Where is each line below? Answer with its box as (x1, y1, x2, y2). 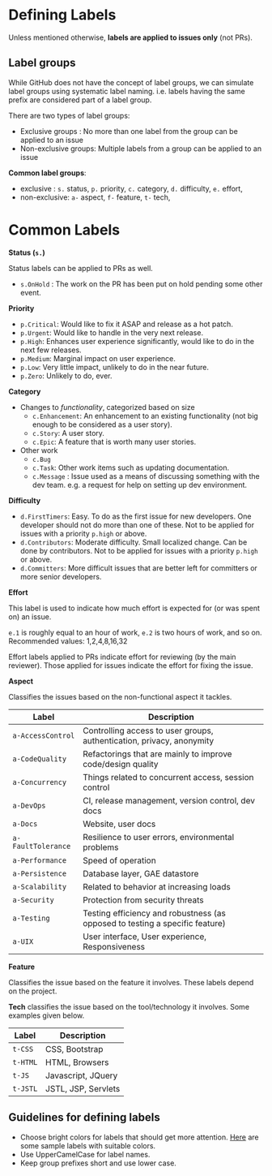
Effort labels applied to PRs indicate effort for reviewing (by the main (8, 652, 236, 661)
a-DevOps (12, 801, 46, 810)
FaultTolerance (12, 842, 71, 851)
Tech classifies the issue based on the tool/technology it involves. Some (8, 1002, 249, 1011)
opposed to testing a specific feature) (82, 917, 227, 928)
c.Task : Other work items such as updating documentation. (32, 463, 229, 472)
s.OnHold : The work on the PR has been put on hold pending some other (19, 278, 263, 289)
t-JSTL (12, 1083, 38, 1093)
